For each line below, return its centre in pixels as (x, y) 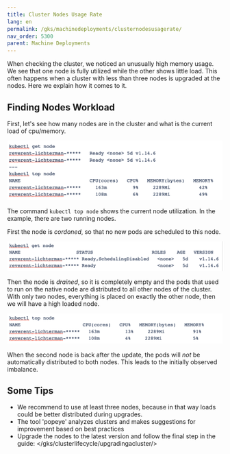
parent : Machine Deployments (49, 44)
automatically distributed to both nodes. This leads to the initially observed (112, 362)
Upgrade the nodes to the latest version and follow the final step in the (116, 436)
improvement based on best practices (71, 429)
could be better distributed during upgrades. (80, 414)
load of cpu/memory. (37, 131)
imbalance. (23, 369)
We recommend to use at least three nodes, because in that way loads (116, 407)
